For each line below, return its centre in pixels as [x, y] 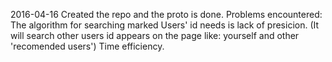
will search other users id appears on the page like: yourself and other [155, 35]
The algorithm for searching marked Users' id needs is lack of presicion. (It [165, 25]
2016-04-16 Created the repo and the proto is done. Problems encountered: [166, 14]
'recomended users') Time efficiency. [87, 46]
